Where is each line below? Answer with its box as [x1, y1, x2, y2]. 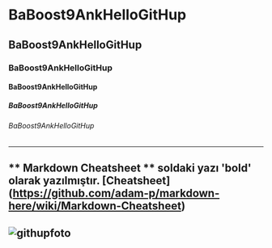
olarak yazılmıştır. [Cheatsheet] [8, 174, 171, 187]
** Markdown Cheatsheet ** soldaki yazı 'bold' [8, 162, 252, 175]
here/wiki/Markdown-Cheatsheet [8, 200, 182, 213]
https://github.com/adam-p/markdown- [12, 187, 220, 200]
